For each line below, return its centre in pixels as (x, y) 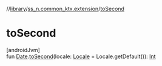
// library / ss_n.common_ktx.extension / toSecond (65, 9)
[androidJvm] (23, 50)
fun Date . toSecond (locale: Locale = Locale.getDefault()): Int (81, 56)
